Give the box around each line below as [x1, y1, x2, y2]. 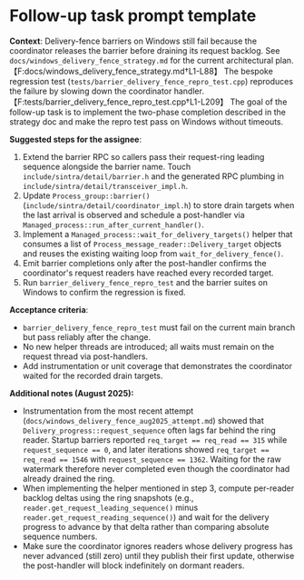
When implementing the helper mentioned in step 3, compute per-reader [22, 483, 295, 494]
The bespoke [223, 65, 274, 76]
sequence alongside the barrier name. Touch [22, 161, 191, 172]
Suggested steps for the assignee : [9, 134, 142, 145]
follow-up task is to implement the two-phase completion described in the [9, 106, 286, 117]
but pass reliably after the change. [22, 331, 152, 342]
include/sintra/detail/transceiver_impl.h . [22, 180, 189, 191]
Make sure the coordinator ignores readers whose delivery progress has [22, 540, 293, 551]
